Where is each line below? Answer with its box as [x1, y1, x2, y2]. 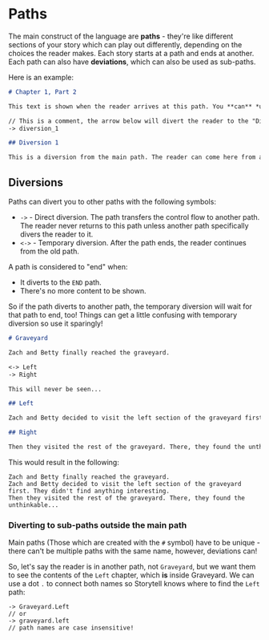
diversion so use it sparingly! [8, 318, 103, 328]
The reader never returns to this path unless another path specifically [19, 221, 250, 230]
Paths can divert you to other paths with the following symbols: [8, 197, 216, 206]
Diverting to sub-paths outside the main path [8, 519, 187, 530]
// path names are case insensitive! [8, 624, 134, 632]
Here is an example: [8, 72, 74, 82]
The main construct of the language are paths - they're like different [8, 31, 234, 41]
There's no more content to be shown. [19, 286, 147, 295]
